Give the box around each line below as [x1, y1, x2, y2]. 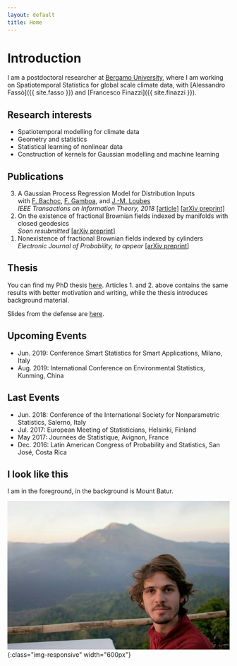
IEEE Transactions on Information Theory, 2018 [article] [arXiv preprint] [17, 205, 225, 213]
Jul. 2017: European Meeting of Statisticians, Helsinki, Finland [17, 425, 197, 434]
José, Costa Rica [17, 448, 67, 456]
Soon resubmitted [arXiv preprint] [17, 226, 116, 236]
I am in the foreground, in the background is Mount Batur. [7, 487, 174, 495]
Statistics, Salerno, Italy [17, 418, 87, 426]
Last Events [7, 392, 60, 404]
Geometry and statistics [17, 135, 87, 144]
